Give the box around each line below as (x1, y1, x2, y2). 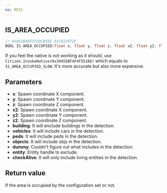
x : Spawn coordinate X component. (12, 91, 85, 97)
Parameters (5, 78, 42, 86)
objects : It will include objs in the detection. (12, 139, 102, 145)
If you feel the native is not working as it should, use (5, 53, 112, 59)
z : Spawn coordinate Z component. (12, 102, 85, 107)
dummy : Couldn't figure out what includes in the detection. (12, 144, 134, 150)
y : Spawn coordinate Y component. (12, 96, 85, 102)
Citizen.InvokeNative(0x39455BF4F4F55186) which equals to (5, 58, 128, 64)
